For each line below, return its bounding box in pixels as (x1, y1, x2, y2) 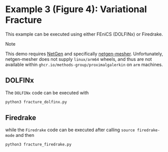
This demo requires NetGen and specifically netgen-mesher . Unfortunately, (5, 51, 163, 57)
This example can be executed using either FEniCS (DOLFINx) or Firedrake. (5, 31, 163, 37)
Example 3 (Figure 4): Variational (5, 4, 147, 15)
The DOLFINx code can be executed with (5, 90, 89, 96)
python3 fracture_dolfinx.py (5, 99, 67, 104)
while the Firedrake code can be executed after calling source (5, 127, 135, 133)
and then (15, 132, 35, 138)
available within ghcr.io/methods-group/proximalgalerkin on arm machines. (5, 61, 163, 67)
